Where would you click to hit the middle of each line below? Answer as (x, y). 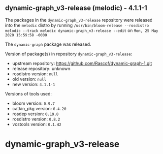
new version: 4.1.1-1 (33, 84)
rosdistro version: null (35, 74)
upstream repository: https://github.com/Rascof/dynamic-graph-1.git (82, 63)
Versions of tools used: (29, 93)
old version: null (29, 79)
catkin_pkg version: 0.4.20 (39, 108)
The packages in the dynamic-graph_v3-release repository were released (79, 20)
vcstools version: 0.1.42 (37, 124)
